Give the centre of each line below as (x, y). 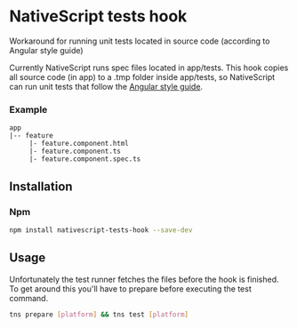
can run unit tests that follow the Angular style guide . (106, 86)
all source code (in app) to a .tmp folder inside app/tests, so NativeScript (142, 76)
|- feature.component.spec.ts (85, 159)
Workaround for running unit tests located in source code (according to (140, 41)
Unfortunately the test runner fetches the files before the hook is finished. (144, 279)
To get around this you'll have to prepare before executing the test (130, 288)
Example (28, 109)
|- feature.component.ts (75, 152)
